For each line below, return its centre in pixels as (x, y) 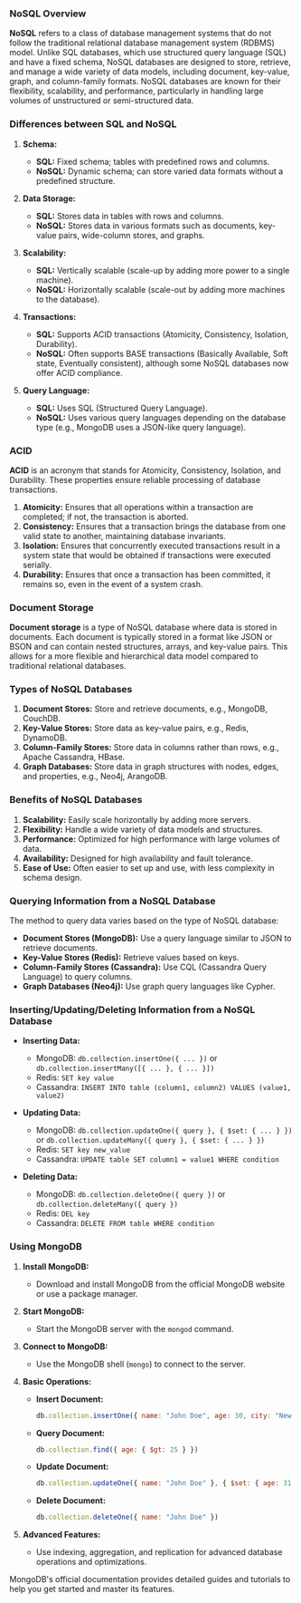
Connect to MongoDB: (65, 1346)
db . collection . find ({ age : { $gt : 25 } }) (117, 1449)
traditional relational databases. (68, 666)
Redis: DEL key (63, 1213)
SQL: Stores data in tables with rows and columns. (130, 216)
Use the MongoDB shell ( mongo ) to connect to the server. (141, 1364)
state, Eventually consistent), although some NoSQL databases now (162, 363)
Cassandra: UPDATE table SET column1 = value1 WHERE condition (158, 1159)
